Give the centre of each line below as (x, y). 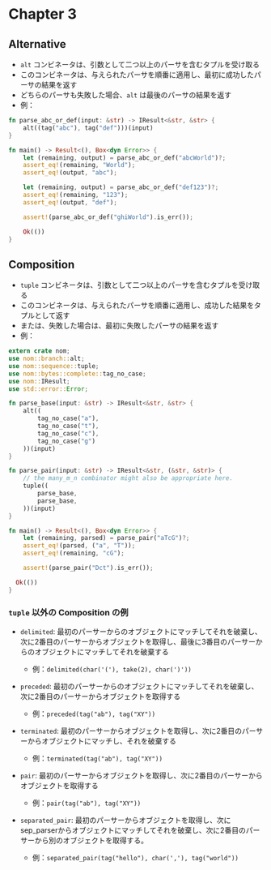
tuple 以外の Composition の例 (68, 612)
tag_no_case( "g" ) (66, 441)
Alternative (37, 44)
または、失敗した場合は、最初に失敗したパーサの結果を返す (119, 326)
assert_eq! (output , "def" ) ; (70, 202)
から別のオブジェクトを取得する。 (91, 840)
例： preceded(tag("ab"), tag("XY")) (94, 714)
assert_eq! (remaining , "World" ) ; (79, 165)
